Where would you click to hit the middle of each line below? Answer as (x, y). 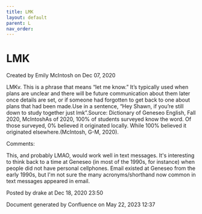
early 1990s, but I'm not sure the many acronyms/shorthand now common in (101, 175)
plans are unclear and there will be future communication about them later (98, 94)
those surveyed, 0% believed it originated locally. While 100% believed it (96, 126)
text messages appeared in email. (48, 181)
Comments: (21, 144)
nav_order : (20, 29)
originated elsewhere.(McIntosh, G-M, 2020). (63, 132)
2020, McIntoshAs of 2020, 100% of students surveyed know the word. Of (99, 119)
